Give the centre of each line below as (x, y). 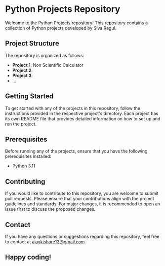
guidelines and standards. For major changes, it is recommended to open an (83, 204)
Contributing (25, 181)
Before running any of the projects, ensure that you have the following (76, 151)
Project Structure (32, 44)
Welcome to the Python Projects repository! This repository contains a (77, 23)
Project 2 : (22, 70)
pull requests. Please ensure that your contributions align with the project (80, 199)
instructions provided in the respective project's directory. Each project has (82, 113)
